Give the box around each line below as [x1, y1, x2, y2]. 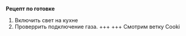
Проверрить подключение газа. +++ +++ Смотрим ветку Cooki [14, 23, 181, 30]
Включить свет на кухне [14, 17, 79, 23]
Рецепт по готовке [5, 5, 55, 12]
